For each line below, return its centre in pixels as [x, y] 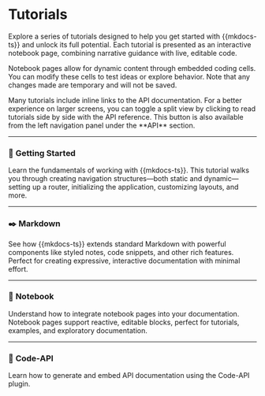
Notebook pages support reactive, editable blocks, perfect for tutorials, [124, 322]
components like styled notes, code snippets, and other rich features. [121, 252]
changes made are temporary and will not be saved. [93, 85]
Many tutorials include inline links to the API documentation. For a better [125, 100]
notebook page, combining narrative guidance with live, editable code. [123, 53]
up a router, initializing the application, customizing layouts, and [135, 187]
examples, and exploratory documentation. [78, 330]
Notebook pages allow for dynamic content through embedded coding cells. [132, 68]
